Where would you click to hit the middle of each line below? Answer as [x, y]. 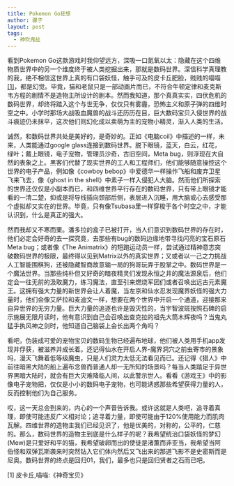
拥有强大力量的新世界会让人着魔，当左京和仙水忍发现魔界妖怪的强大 [123, 291]
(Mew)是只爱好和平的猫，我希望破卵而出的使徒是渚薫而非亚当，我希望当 [111, 443]
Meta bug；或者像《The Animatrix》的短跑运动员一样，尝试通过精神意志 [111, 247]
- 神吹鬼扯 [27, 40]
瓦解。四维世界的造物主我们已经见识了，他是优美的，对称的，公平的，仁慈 [114, 425]
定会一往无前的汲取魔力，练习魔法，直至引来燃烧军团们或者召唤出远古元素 [114, 282]
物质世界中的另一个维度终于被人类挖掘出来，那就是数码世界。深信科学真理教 [117, 69]
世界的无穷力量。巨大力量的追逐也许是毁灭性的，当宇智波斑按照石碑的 [120, 309]
